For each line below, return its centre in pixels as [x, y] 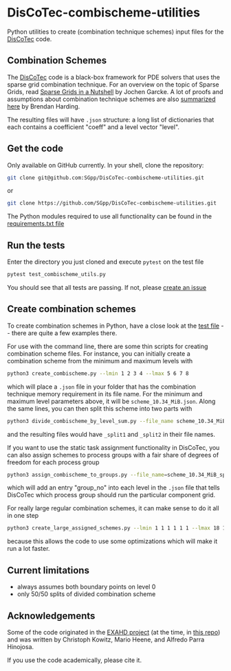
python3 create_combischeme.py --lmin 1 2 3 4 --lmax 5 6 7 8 [98, 373]
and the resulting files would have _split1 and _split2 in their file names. [111, 434]
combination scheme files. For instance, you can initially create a [99, 353]
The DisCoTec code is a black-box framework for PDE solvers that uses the [113, 77]
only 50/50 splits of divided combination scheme [86, 594]
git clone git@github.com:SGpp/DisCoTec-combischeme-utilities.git [106, 178]
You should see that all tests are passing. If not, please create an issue [107, 287]
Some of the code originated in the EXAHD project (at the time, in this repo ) [114, 632]
